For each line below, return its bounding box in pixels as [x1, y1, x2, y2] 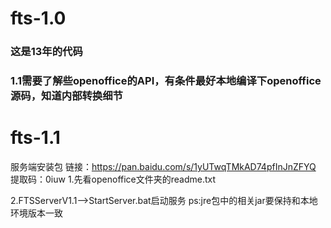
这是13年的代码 [10, 45, 83, 59]
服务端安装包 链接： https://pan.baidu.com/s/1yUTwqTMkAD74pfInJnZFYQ [10, 160, 317, 172]
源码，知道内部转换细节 [10, 89, 123, 103]
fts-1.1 [10, 127, 61, 149]
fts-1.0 [10, 7, 67, 30]
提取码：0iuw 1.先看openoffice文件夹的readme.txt [10, 173, 217, 185]
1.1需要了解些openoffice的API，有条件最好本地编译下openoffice [10, 74, 322, 88]
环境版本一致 [10, 207, 63, 219]
